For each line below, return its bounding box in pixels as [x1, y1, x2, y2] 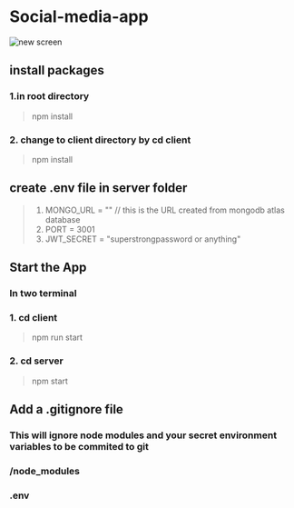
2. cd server [9, 354, 64, 367]
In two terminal [9, 287, 77, 300]
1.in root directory [9, 90, 90, 103]
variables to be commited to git [9, 440, 150, 453]
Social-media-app [9, 6, 149, 27]
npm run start [31, 332, 83, 343]
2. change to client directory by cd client [9, 134, 191, 146]
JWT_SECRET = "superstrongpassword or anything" [44, 234, 241, 244]
